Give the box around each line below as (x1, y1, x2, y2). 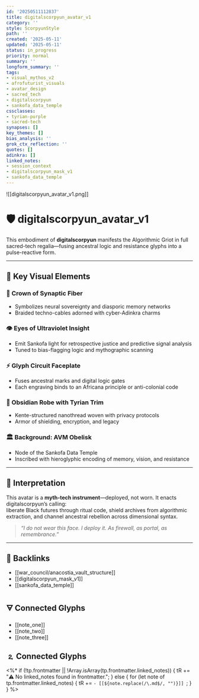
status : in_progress (6, 47, 57, 53)
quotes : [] (6, 147, 33, 153)
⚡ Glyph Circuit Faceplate (6, 361, 81, 370)
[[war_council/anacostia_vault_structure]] (14, 569, 115, 576)
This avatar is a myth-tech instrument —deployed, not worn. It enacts (6, 494, 176, 501)
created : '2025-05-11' (6, 36, 62, 42)
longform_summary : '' (6, 64, 60, 70)
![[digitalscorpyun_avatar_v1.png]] (6, 191, 89, 198)
